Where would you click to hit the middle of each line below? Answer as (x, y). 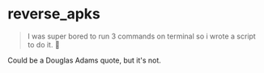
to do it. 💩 (43, 44)
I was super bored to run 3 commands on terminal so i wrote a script (141, 36)
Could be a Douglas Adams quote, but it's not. (84, 60)
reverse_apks (54, 14)
